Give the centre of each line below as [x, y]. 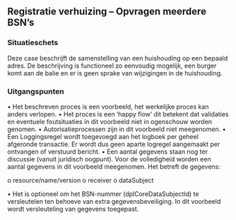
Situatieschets [33, 43]
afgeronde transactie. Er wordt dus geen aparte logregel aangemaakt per [114, 144]
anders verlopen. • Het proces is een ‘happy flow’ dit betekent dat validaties [118, 114]
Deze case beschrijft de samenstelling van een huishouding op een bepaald [118, 58]
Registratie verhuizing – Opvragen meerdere [107, 12]
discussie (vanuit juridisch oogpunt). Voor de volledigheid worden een [109, 159]
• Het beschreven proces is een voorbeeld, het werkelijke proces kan [108, 106]
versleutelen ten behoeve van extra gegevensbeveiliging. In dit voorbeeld [114, 201]
